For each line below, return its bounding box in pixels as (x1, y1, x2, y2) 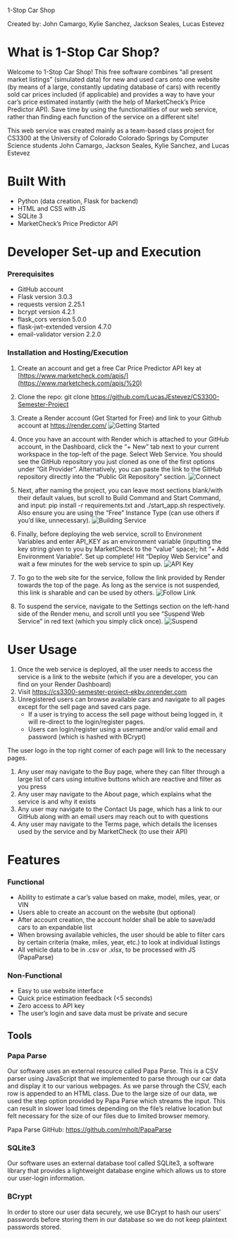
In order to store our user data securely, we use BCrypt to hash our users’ (7, 1208, 221, 1216)
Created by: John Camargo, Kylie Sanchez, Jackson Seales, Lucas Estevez (7, 20, 225, 28)
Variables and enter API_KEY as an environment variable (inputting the (17, 537, 222, 545)
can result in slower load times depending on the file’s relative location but (7, 1104, 223, 1113)
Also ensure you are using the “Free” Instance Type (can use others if (17, 508, 220, 517)
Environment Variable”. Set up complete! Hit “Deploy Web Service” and (17, 552, 223, 560)
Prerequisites (7, 269, 54, 279)
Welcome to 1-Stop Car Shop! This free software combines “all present (7, 67, 213, 76)
